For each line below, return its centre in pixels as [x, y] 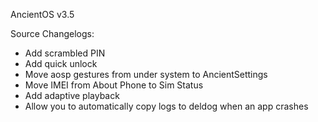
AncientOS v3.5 [42, 14]
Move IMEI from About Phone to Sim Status [114, 85]
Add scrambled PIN [65, 53]
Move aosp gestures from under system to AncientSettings [146, 74]
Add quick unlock [61, 63]
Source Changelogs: [52, 33]
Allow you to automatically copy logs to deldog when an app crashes [166, 106]
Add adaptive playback [72, 95]
